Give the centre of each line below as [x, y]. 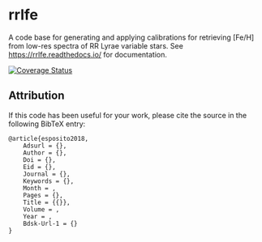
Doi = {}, [40, 159]
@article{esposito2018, [49, 138]
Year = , [38, 216]
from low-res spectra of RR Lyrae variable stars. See [96, 45]
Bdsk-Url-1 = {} [51, 223]
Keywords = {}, [49, 181]
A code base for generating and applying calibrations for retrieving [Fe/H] [131, 37]
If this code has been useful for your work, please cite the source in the [128, 115]
